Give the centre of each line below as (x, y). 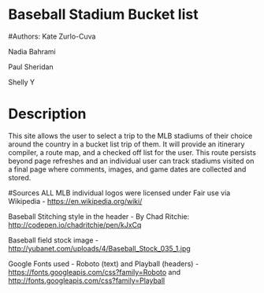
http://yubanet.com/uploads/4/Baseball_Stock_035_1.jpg (99, 248)
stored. (20, 177)
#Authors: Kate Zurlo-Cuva (52, 36)
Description (47, 114)
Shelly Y (22, 82)
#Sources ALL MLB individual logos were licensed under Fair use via (119, 193)
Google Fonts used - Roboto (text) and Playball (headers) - (104, 263)
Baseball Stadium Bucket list (103, 15)
